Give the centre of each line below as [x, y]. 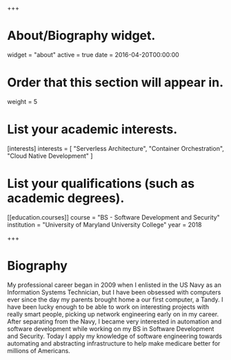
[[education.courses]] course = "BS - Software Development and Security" [114, 217]
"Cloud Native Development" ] [50, 156]
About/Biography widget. [81, 36]
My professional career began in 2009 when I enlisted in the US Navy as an [114, 285]
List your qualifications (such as [101, 184]
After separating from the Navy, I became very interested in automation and [114, 321]
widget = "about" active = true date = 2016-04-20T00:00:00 [93, 54]
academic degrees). [66, 198]
